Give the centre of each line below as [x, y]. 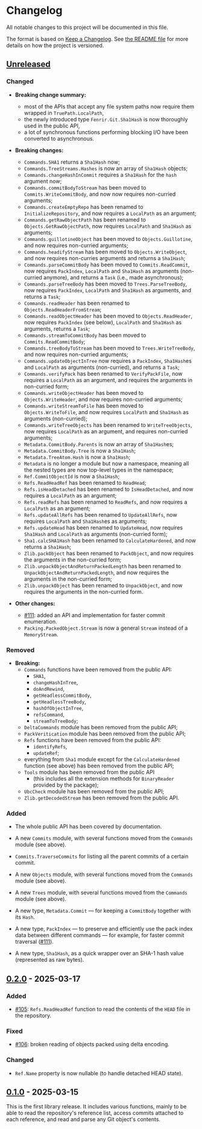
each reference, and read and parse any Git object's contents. [84, 1119]
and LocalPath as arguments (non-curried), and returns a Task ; [102, 367]
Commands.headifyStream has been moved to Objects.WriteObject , [106, 252]
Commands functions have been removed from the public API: [98, 669]
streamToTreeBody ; [55, 721]
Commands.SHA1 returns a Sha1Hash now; [72, 162]
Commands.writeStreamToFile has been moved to [84, 406]
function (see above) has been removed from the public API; [99, 766]
